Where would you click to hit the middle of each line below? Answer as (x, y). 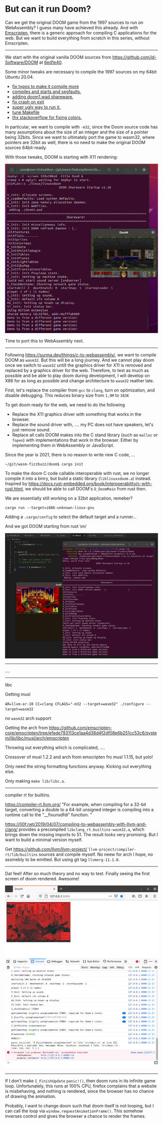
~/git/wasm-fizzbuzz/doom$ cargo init (44, 464)
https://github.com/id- (134, 57)
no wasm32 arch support (28, 718)
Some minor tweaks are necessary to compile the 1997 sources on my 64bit (81, 72)
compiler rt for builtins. (28, 795)
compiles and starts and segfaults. (47, 92)
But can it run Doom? (48, 9)
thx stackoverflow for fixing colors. (47, 117)
